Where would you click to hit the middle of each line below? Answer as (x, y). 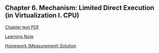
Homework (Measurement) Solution (41, 46)
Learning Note (19, 36)
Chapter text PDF (22, 27)
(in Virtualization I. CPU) (42, 16)
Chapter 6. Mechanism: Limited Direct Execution (80, 8)
